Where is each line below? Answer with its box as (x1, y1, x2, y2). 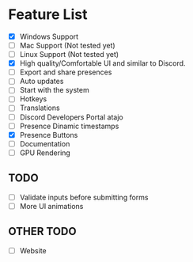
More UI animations (19, 201, 84, 211)
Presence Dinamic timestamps (19, 121, 119, 131)
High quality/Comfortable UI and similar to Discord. (19, 59, 186, 68)
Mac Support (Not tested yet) (19, 41, 116, 50)
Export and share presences (19, 67, 112, 77)
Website (19, 245, 47, 255)
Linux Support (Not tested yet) (19, 50, 119, 59)
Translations (19, 103, 61, 112)
